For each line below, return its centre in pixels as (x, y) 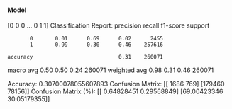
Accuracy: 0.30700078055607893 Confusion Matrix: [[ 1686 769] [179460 (116, 84)
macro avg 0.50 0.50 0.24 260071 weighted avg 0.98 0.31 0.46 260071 (111, 70)
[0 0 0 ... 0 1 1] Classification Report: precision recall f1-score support (109, 25)
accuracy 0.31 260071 (85, 57)
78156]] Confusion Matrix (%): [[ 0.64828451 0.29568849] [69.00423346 (115, 91)
